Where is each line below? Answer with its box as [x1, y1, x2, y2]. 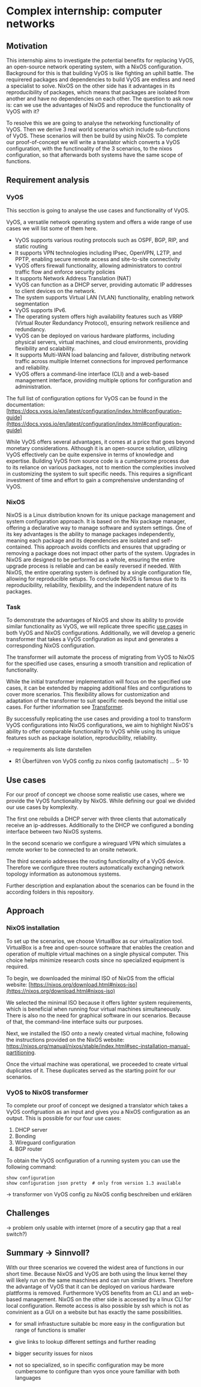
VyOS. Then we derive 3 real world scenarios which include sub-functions [6, 126, 190, 133]
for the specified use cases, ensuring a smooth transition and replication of [6, 660, 192, 667]
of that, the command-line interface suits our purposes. [6, 1018, 143, 1025]
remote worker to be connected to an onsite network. [6, 846, 138, 853]
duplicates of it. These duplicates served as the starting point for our [6, 1067, 176, 1074]
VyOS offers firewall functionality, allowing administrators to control [14, 262, 182, 269]
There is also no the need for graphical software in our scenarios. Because [6, 1011, 191, 1018]
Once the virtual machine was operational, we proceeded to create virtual [6, 1061, 188, 1068]
